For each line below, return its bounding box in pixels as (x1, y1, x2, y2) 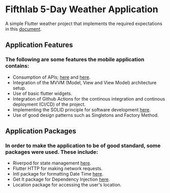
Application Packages (5, 127, 76, 136)
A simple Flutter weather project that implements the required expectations (5, 20, 163, 27)
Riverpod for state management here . (12, 160, 92, 166)
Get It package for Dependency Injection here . (12, 176, 110, 182)
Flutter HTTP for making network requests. (12, 165, 103, 172)
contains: (5, 62, 30, 69)
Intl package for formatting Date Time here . (12, 171, 104, 177)
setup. (12, 85, 26, 91)
